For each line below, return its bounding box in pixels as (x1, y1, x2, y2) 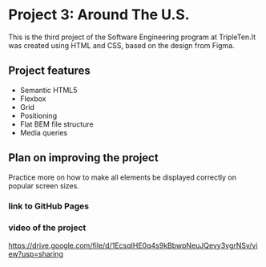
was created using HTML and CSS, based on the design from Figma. (8, 40, 235, 50)
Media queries (19, 127, 68, 137)
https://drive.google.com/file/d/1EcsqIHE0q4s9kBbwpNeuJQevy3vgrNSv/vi (8, 241, 258, 250)
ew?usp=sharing (8, 249, 64, 258)
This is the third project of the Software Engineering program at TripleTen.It (8, 32, 256, 42)
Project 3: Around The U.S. (8, 6, 190, 24)
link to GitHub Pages (8, 200, 90, 212)
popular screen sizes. (8, 180, 80, 190)
